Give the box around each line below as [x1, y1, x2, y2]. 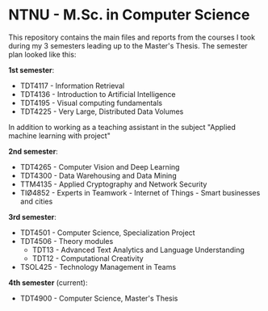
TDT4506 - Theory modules [19, 236, 114, 246]
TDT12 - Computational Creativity [31, 253, 144, 263]
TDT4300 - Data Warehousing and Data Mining [19, 170, 177, 180]
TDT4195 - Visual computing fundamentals [19, 98, 163, 107]
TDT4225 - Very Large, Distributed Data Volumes [19, 107, 184, 116]
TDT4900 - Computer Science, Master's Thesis [19, 293, 178, 303]
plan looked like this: [8, 49, 77, 59]
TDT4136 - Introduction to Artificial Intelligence [19, 89, 176, 99]
